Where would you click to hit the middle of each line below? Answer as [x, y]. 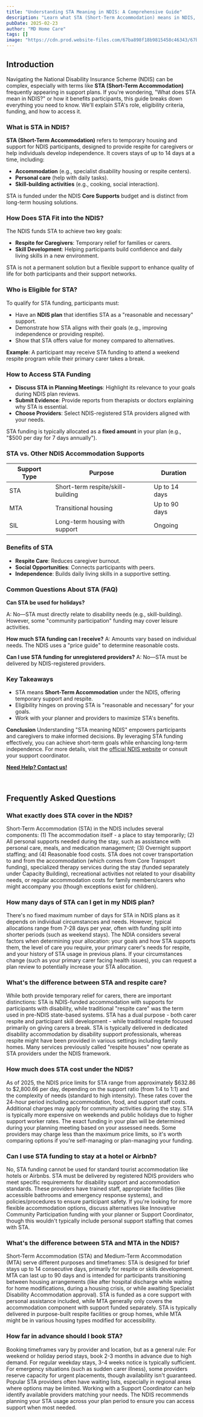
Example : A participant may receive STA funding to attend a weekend [93, 352]
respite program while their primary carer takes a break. [76, 359]
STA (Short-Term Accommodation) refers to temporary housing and [92, 141]
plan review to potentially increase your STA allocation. [75, 967]
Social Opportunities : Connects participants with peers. [85, 567]
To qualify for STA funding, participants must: [63, 303]
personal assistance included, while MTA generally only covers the [89, 1301]
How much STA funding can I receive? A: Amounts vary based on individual [101, 639]
